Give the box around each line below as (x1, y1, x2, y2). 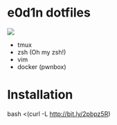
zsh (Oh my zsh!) (17, 48, 66, 56)
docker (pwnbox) (17, 62, 67, 70)
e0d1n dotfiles (7, 5, 91, 21)
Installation (7, 87, 73, 103)
